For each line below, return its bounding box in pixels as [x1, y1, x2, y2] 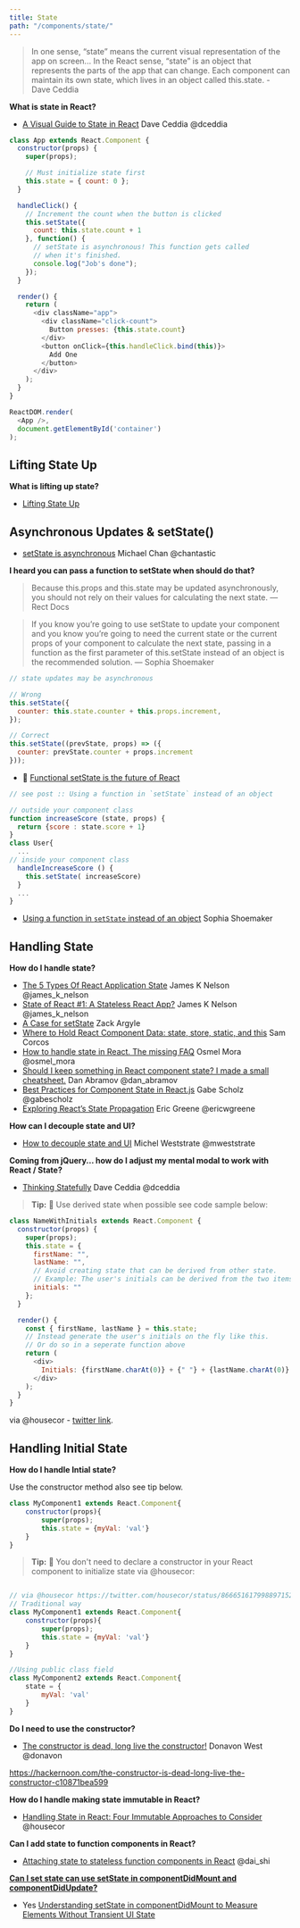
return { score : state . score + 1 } [17, 822, 146, 831]
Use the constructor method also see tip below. [9, 1481, 184, 1492]
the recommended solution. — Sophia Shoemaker [30, 657, 214, 667]
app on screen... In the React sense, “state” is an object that [30, 55, 252, 66]
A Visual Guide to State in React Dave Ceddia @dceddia [21, 118, 228, 129]
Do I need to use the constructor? [9, 1723, 136, 1733]
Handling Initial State [9, 1440, 128, 1456]
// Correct [9, 731, 50, 740]
